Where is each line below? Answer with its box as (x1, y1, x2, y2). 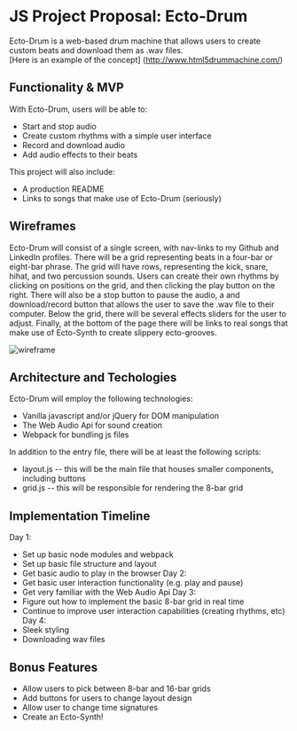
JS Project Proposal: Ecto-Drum (9, 6, 248, 27)
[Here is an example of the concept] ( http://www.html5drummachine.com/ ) (9, 54, 284, 65)
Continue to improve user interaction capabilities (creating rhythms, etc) (21, 606, 285, 617)
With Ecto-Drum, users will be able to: (9, 104, 148, 114)
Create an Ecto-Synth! (21, 711, 104, 722)
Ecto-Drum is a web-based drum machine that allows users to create (9, 35, 262, 46)
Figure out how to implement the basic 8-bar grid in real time (21, 596, 245, 607)
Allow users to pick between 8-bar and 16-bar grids (21, 683, 211, 694)
